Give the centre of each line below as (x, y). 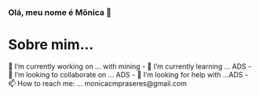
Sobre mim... (51, 45)
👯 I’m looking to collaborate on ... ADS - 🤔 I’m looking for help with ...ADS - (128, 74)
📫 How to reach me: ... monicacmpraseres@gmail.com (97, 83)
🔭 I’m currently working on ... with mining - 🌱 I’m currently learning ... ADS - (130, 66)
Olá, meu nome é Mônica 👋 (60, 12)
